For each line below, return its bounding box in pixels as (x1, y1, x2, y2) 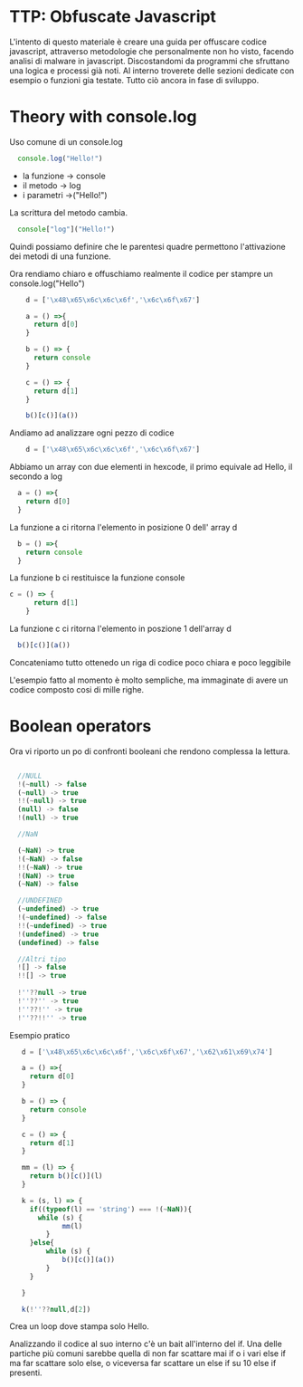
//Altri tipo (17, 954, 67, 963)
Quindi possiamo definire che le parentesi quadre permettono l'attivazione (9, 241, 287, 252)
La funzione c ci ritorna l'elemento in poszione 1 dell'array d (9, 623, 232, 634)
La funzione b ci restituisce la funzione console (9, 572, 185, 583)
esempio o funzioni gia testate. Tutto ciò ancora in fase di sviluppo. (9, 74, 260, 85)
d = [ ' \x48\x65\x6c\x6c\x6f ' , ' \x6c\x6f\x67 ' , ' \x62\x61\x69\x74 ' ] (21, 1047, 273, 1057)
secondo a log (9, 471, 63, 482)
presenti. (9, 1367, 43, 1378)
